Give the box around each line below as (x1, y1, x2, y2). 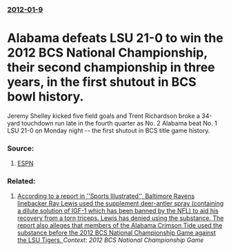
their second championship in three (7, 60, 215, 75)
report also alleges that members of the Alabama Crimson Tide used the (17, 221, 223, 230)
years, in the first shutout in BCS (7, 74, 197, 90)
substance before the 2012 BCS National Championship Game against (17, 229, 216, 237)
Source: (7, 143, 34, 153)
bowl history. (7, 89, 84, 105)
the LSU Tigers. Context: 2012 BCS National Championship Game (17, 236, 204, 244)
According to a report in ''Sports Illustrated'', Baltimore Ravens (17, 192, 195, 201)
